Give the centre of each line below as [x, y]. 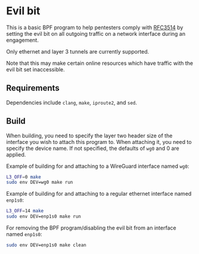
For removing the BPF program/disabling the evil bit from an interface [91, 228]
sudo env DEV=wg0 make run [40, 183]
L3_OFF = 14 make [25, 211]
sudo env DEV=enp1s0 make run [44, 217]
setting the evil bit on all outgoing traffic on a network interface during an [96, 33]
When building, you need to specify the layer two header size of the [89, 136]
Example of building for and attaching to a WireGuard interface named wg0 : [98, 166]
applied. [16, 154]
